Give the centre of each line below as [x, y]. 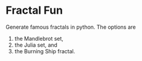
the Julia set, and [36, 45]
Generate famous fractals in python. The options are [71, 27]
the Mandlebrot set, [39, 38]
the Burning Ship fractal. [45, 51]
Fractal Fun [34, 10]
